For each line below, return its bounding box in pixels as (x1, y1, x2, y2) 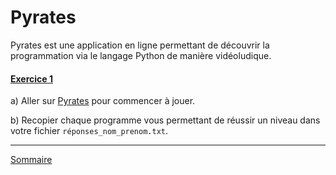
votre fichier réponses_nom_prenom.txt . (10, 125, 169, 137)
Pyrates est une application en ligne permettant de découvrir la (10, 39, 270, 51)
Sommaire (10, 154, 53, 166)
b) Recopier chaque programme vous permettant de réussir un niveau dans (10, 114, 321, 126)
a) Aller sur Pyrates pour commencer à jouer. (10, 95, 196, 107)
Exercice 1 (10, 72, 54, 85)
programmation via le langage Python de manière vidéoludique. (10, 49, 272, 61)
